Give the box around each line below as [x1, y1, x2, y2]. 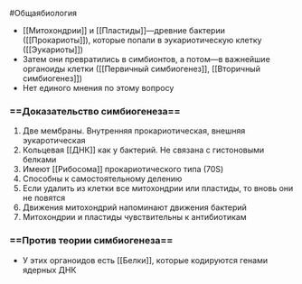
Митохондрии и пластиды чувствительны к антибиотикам [22, 212, 247, 223]
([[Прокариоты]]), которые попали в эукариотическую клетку [22, 35, 262, 45]
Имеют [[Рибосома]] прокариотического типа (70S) [22, 164, 224, 175]
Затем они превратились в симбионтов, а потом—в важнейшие [22, 54, 271, 64]
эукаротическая [22, 135, 86, 146]
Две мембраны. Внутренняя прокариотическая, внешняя [22, 125, 246, 136]
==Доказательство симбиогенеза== [9, 105, 181, 117]
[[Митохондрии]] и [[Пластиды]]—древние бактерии [22, 25, 226, 35]
